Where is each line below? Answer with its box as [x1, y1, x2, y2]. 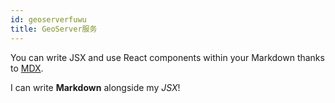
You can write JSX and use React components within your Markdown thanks [10, 51, 325, 63]
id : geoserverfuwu [10, 14, 87, 25]
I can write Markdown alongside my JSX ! [10, 81, 181, 93]
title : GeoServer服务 [10, 24, 98, 34]
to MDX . [10, 62, 44, 74]
